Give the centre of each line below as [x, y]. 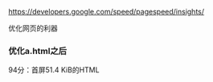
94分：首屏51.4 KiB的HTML [54, 70]
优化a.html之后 [37, 51]
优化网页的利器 [33, 28]
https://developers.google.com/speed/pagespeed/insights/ [106, 12]
